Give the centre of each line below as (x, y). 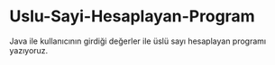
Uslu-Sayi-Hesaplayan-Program (132, 16)
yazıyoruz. (29, 50)
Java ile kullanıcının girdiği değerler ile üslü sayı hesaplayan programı (138, 41)
